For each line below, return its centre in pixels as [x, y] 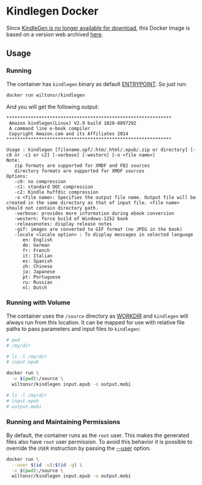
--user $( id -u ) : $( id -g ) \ [47, 465]
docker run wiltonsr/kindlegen [46, 95]
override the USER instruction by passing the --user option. [79, 448]
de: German [36, 245]
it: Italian [37, 256]
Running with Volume [38, 303]
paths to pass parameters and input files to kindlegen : [73, 329]
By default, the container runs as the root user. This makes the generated [98, 435]
